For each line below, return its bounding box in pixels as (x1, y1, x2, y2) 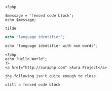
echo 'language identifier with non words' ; (5, 43, 98, 48)
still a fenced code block (5, 82, 61, 87)
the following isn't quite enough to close (5, 73, 96, 78)
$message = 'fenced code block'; (5, 13, 74, 18)
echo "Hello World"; (5, 56, 48, 61)
